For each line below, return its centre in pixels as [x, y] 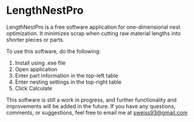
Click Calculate [34, 88]
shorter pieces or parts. [35, 39]
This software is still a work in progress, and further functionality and [92, 100]
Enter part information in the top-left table [66, 75]
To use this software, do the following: [53, 51]
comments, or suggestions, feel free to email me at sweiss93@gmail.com [97, 112]
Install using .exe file [40, 63]
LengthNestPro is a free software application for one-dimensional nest [93, 27]
